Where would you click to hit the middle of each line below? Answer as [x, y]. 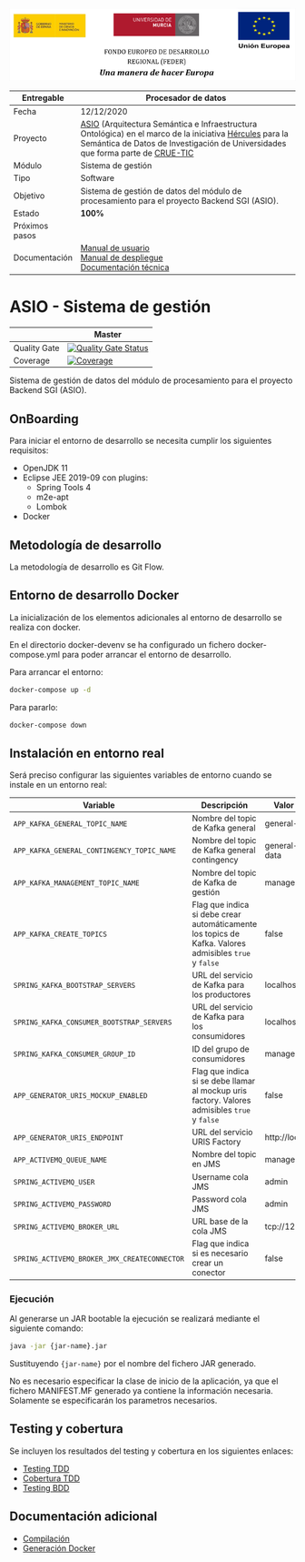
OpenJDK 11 [45, 469]
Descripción [224, 805]
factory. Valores [221, 1100]
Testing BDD [46, 1487]
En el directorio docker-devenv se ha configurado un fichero [123, 644]
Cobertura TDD [51, 1478]
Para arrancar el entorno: [56, 671]
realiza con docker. [45, 627]
